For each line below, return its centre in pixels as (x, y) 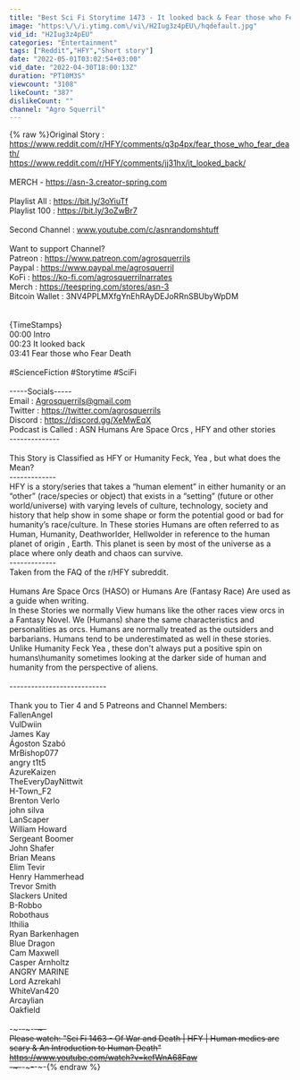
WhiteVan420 (34, 991)
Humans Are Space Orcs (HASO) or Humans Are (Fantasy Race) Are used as (150, 591)
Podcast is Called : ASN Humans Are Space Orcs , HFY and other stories (142, 430)
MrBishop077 (34, 753)
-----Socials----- (41, 391)
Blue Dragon (32, 943)
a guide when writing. (49, 601)
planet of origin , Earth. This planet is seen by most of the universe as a (140, 544)
